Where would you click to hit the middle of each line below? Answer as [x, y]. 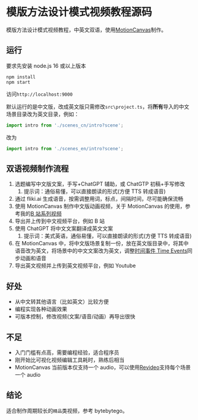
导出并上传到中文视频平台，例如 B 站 [60, 221]
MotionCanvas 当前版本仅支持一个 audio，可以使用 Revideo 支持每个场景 [103, 367]
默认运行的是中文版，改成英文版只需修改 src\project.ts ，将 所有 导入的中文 [98, 106]
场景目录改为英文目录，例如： [43, 114]
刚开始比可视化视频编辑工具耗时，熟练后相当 [70, 359]
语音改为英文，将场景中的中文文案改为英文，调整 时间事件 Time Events [101, 251]
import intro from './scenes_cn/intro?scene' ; [65, 125]
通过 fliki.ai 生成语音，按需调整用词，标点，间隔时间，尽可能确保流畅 [99, 199]
